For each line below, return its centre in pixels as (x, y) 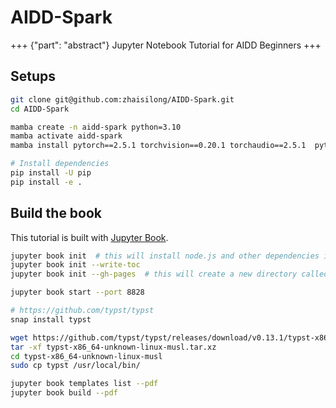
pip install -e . (46, 182)
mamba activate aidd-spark (66, 136)
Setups (33, 76)
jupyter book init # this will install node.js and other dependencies (165, 256)
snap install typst (51, 319)
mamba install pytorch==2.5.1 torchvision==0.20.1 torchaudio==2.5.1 (158, 146)
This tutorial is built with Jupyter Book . (89, 237)
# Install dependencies (60, 164)
